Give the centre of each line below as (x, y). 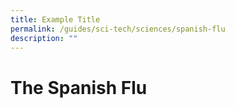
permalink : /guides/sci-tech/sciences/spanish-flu (118, 29)
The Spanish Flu (79, 87)
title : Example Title (55, 19)
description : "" (44, 38)
